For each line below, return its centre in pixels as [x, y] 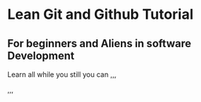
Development [41, 55]
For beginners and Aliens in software [99, 44]
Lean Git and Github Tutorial [100, 15]
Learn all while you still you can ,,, [62, 75]
